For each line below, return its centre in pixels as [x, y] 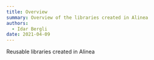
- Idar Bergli [30, 29]
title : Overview [27, 12]
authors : [17, 23]
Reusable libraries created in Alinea [51, 52]
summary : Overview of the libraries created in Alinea [77, 18]
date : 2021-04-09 [28, 35]
